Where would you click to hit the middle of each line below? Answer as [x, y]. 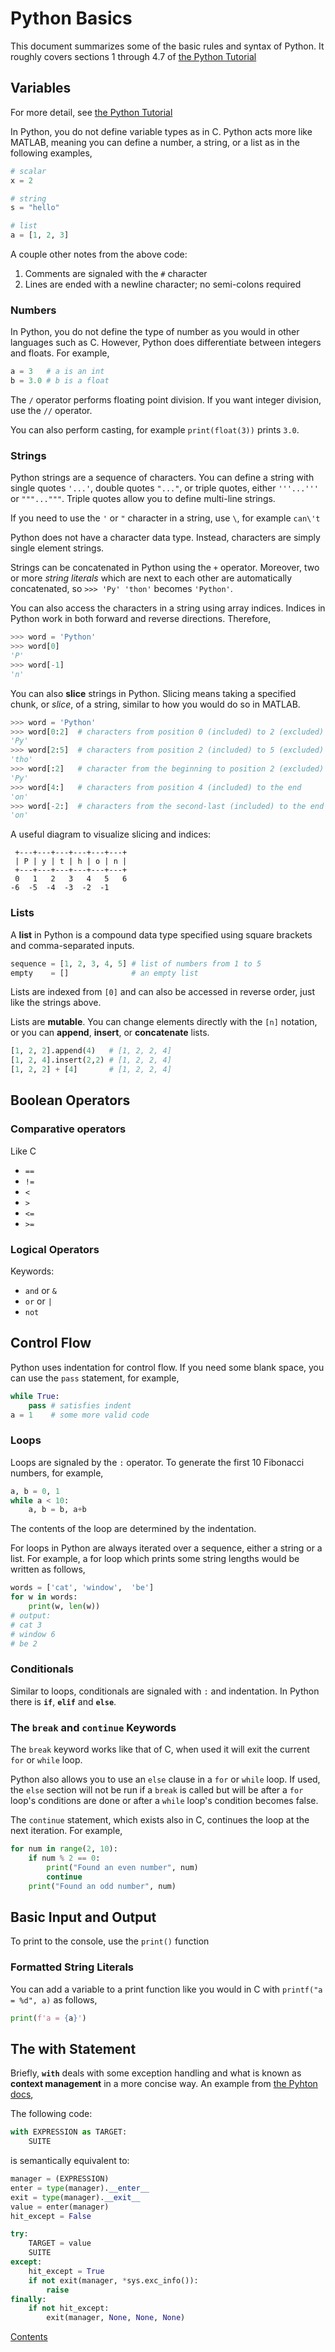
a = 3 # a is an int [57, 372]
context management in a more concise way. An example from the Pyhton [164, 2084]
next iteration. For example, [66, 1831]
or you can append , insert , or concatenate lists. [110, 1033]
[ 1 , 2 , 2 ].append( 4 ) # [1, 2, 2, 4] [91, 1051]
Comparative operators [68, 1129]
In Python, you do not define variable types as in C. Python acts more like [161, 131]
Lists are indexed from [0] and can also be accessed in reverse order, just [162, 992]
